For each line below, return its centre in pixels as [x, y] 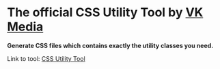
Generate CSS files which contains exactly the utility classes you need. [110, 45]
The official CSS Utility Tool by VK [105, 13]
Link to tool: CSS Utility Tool [46, 58]
